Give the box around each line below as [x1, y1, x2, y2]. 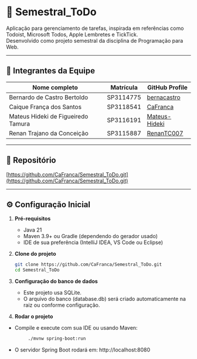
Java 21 [23, 226, 42, 233]
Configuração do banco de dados [14, 278, 98, 285]
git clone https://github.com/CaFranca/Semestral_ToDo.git [14, 262, 162, 267]
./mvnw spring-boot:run [28, 336, 86, 342]
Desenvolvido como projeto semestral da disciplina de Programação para [6, 37, 184, 44]
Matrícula [110, 83, 138, 92]
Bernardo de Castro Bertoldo [9, 93, 89, 101]
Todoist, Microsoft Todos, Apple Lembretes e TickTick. [6, 31, 138, 38]
